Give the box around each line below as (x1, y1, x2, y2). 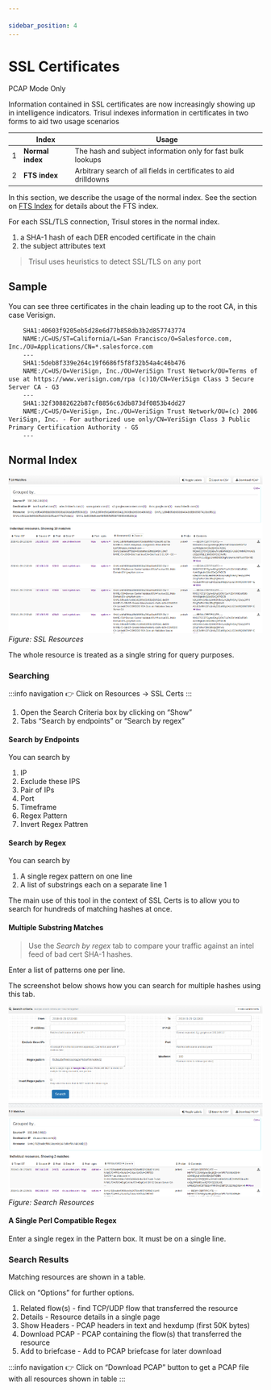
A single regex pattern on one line (19, 871, 133, 881)
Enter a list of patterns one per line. (8, 965, 126, 975)
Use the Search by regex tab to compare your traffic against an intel (27, 941, 254, 950)
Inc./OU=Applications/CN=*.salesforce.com (8, 343, 153, 351)
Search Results (8, 1254, 69, 1265)
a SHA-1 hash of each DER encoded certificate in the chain (19, 232, 216, 242)
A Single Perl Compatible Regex (8, 1216, 117, 1225)
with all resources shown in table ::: (8, 1374, 126, 1384)
